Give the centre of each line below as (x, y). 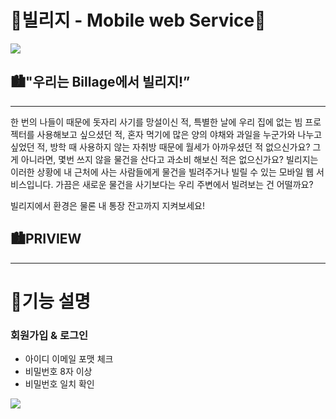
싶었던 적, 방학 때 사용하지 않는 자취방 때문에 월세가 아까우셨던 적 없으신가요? (160, 147)
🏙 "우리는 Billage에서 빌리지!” (100, 82)
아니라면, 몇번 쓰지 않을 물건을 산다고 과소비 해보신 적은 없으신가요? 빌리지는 (169, 159)
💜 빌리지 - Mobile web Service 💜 (138, 20)
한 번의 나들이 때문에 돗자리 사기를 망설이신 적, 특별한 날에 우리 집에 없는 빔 (156, 122)
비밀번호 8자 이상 (58, 372)
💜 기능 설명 (51, 301)
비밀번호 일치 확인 (59, 384)
